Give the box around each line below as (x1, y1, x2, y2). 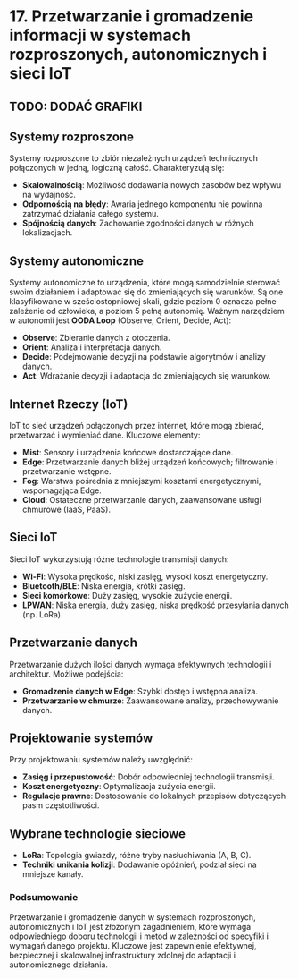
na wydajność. (21, 190, 76, 200)
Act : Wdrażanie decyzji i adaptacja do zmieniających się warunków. (21, 370, 271, 381)
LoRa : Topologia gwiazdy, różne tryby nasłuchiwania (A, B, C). (21, 850, 252, 861)
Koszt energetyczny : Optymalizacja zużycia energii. (21, 781, 216, 792)
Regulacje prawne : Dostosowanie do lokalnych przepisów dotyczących (21, 790, 286, 802)
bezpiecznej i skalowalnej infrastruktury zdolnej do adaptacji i (9, 949, 236, 960)
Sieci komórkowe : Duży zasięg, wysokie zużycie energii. (21, 590, 233, 600)
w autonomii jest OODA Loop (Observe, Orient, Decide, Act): (9, 315, 232, 326)
